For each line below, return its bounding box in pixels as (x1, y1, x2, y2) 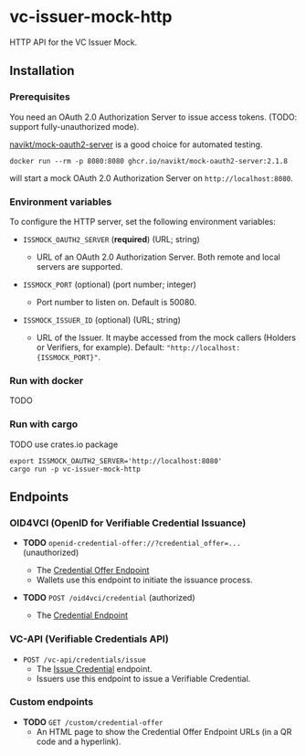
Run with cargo (9, 418, 79, 431)
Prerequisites (9, 91, 70, 103)
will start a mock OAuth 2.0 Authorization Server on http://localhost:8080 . (9, 172, 294, 184)
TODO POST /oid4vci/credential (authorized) (22, 592, 195, 603)
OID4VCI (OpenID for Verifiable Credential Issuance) (9, 516, 247, 529)
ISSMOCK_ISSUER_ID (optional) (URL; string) (22, 314, 181, 325)
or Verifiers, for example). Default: (36, 341, 165, 353)
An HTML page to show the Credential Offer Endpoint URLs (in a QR (36, 726, 292, 737)
